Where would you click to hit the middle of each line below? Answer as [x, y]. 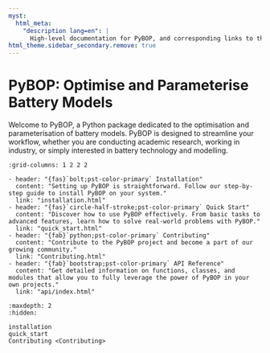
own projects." [34, 285]
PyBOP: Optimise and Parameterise [129, 86]
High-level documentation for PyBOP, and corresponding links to [141, 38]
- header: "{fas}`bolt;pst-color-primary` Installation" [106, 179]
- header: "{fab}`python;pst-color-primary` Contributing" [109, 236]
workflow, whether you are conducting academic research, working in [124, 142]
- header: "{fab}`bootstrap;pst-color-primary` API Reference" [117, 264]
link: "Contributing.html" [61, 257]
